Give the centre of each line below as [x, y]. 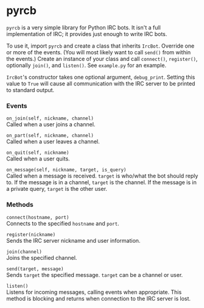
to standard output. [30, 90]
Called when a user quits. [38, 159]
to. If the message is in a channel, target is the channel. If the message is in [101, 182]
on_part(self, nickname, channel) [50, 136]
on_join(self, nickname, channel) [50, 119]
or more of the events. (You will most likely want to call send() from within [99, 52]
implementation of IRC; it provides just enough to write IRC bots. [87, 34]
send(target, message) [35, 269]
